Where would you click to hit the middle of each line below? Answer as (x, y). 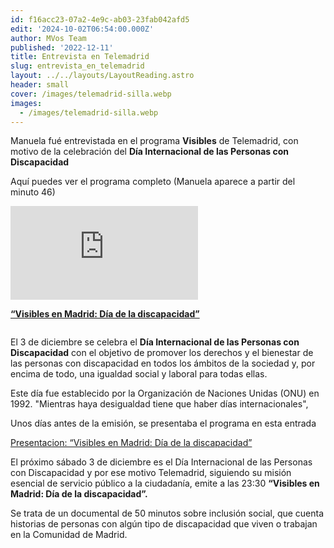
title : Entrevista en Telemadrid (80, 57)
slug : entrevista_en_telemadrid (77, 66)
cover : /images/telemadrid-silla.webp (91, 94)
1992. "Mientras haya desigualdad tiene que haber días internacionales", (159, 404)
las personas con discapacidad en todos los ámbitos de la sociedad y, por (163, 363)
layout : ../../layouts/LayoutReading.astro (102, 76)
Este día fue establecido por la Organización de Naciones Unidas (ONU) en (165, 393)
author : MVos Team (48, 38)
